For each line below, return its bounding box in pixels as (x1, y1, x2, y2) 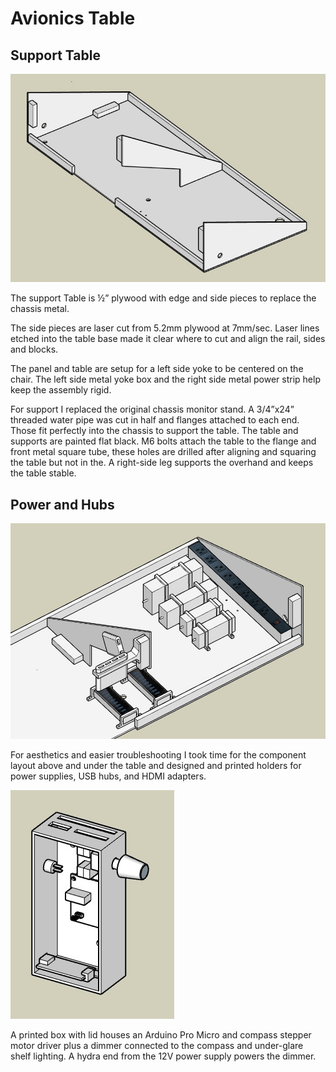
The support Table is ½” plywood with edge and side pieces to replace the (10, 292, 317, 304)
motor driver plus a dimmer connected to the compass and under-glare (10, 1040, 304, 1052)
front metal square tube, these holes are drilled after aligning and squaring (10, 446, 317, 458)
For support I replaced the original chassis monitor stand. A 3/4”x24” (10, 403, 295, 416)
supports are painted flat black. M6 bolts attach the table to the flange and (10, 435, 317, 447)
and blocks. (10, 343, 59, 356)
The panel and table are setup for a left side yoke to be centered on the (10, 363, 304, 375)
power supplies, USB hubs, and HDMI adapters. (10, 770, 207, 782)
